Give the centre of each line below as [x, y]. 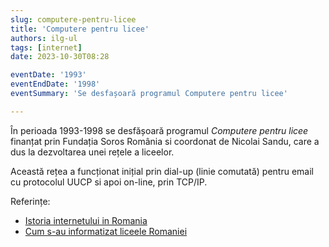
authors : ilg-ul [44, 38]
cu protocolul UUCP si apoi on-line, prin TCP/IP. [109, 182]
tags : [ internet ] [46, 47]
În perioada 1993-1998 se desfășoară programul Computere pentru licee [159, 130]
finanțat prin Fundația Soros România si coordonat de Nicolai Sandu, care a [165, 141]
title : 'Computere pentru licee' [80, 29]
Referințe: [30, 201]
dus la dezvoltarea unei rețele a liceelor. [92, 152]
